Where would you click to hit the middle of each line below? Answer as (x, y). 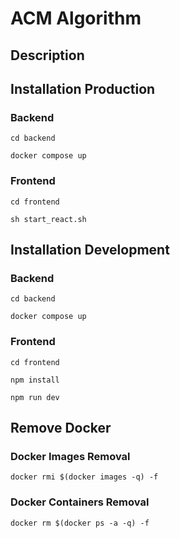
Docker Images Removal (70, 456)
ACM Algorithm (76, 18)
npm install (35, 380)
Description (47, 55)
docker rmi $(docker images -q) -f (84, 477)
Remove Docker (61, 427)
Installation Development (90, 249)
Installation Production (83, 88)
